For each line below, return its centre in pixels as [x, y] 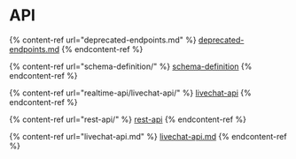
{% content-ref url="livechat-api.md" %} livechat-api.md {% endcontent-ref [148, 136]
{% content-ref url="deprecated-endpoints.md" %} [103, 40]
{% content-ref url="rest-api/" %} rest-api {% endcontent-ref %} [128, 119]
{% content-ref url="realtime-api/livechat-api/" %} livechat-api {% [131, 93]
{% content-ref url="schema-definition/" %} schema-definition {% [131, 66]
